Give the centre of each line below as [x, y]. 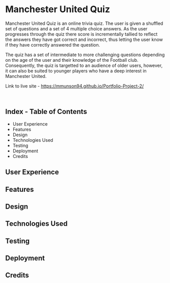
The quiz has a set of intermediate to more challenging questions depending [85, 55]
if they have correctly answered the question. [53, 45]
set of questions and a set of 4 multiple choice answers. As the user [76, 28]
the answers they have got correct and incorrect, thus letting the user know [84, 39]
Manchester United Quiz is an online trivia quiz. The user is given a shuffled [84, 23]
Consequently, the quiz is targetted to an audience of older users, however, [84, 65]
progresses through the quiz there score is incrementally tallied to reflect [81, 34]
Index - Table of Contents [46, 112]
